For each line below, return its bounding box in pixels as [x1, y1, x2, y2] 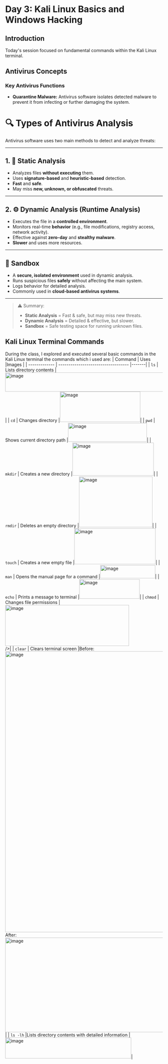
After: [5, 932, 17, 938]
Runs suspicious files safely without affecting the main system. [12, 278, 143, 284]
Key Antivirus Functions [5, 82, 65, 89]
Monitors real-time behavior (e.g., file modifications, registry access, [12, 224, 155, 230]
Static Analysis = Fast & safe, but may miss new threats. [24, 312, 142, 319]
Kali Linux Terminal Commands [5, 337, 104, 346]
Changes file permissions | [5, 599, 60, 605]
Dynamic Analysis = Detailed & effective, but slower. [24, 318, 134, 324]
